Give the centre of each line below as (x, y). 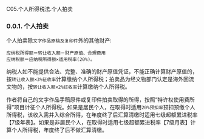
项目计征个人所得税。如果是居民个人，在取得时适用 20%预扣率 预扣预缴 (100, 107)
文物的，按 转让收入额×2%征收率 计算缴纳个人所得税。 (68, 87)
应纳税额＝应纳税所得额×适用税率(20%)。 (51, 59)
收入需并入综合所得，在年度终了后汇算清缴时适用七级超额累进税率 (115, 115)
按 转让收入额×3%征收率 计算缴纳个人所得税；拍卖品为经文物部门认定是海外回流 (100, 79)
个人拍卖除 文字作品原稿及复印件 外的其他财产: (59, 41)
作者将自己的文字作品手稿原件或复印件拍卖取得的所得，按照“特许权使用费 (98, 100)
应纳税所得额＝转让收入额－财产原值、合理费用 (56, 53)
